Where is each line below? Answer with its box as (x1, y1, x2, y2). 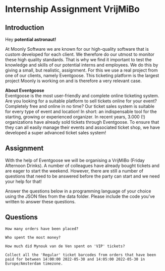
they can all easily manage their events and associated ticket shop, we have (5, 124, 160, 130)
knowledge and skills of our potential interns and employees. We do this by (5, 62, 159, 68)
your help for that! (5, 178, 42, 184)
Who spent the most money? (5, 235, 61, 240)
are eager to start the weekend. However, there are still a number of (5, 168, 144, 174)
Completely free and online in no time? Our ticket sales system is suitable (5, 103, 155, 109)
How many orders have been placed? (5, 226, 79, 231)
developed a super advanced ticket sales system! (5, 130, 107, 135)
